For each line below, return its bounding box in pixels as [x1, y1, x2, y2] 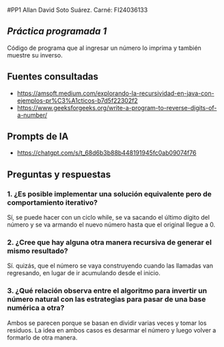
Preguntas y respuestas [7, 168, 111, 180]
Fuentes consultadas [7, 71, 99, 83]
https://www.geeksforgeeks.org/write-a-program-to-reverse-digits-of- [16, 103, 217, 112]
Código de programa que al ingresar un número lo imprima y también [7, 44, 201, 52]
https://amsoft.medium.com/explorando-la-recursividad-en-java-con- [16, 89, 214, 97]
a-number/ [16, 111, 48, 119]
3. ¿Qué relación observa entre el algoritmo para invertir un [7, 286, 207, 296]
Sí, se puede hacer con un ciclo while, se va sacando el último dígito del [7, 214, 210, 222]
